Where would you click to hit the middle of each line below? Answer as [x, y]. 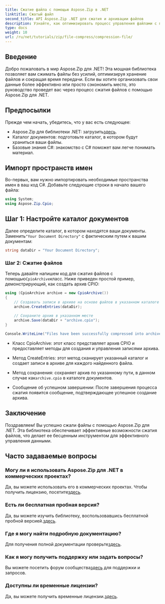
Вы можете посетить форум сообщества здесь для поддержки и [73, 568]
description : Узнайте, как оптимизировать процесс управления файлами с [81, 23]
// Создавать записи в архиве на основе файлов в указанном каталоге [87, 302]
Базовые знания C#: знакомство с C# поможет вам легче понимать [84, 147]
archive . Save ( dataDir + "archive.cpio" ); [57, 320]
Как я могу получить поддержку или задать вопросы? [74, 557]
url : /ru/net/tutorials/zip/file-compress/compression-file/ [69, 37]
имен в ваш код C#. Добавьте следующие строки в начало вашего [75, 185]
